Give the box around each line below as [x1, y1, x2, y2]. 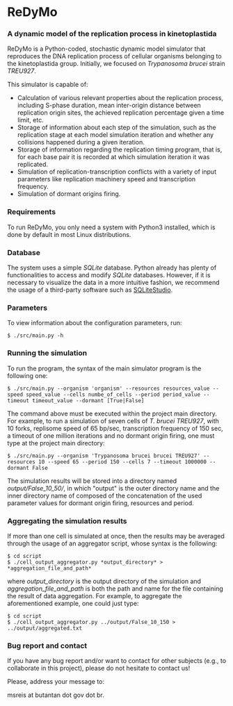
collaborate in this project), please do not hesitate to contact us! [7, 664, 191, 673]
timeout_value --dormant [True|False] [32, 397, 145, 404]
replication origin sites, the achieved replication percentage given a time [17, 108, 225, 117]
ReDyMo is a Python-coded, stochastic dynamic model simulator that [7, 44, 206, 53]
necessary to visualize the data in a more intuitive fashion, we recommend [7, 279, 220, 287]
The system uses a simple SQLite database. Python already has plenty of [7, 263, 217, 272]
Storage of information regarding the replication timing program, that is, [17, 145, 223, 154]
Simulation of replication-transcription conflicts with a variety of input [17, 167, 217, 176]
